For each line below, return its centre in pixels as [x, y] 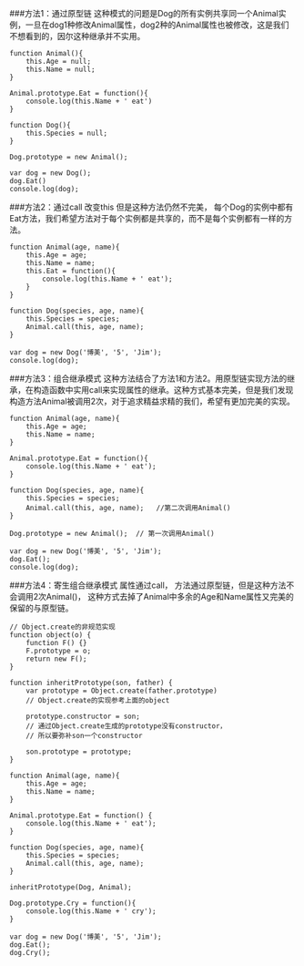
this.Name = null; [61, 69]
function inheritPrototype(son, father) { [91, 683]
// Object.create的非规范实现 [62, 627]
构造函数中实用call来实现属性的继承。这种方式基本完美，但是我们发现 [163, 390]
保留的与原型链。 [41, 608]
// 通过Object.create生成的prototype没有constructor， [127, 726]
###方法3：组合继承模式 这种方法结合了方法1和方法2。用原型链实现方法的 [148, 378]
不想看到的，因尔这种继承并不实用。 [77, 36]
